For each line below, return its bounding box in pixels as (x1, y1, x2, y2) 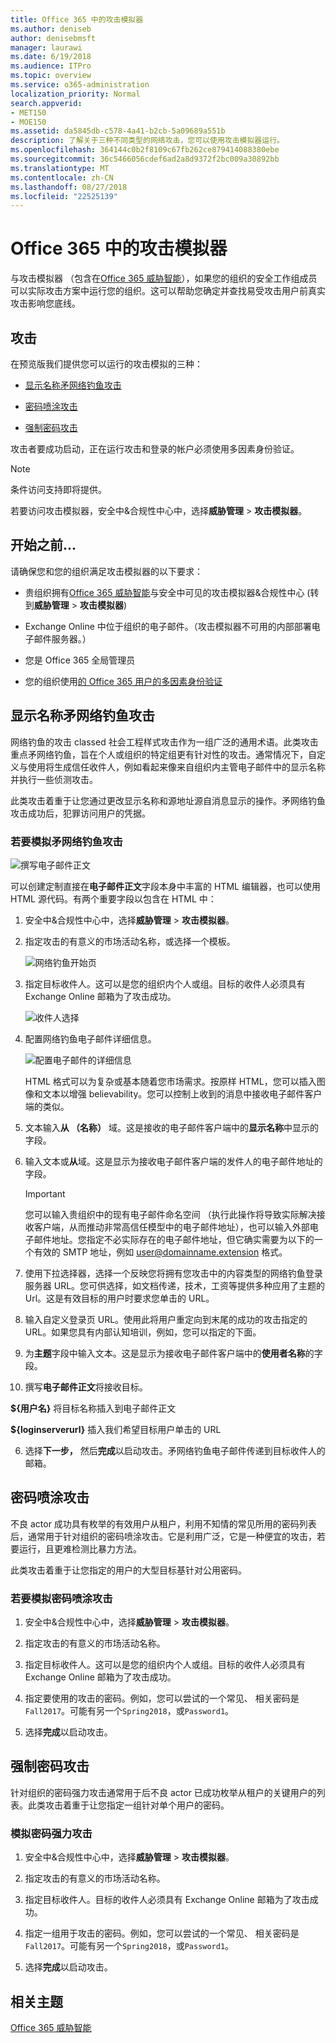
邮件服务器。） (33, 632, 92, 645)
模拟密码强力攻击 (10, 1826, 93, 1840)
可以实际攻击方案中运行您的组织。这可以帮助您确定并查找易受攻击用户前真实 (10, 285, 326, 297)
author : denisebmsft (10, 33, 97, 43)
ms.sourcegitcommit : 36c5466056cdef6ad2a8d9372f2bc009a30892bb (10, 154, 280, 164)
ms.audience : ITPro (10, 61, 92, 71)
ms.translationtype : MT (10, 163, 110, 173)
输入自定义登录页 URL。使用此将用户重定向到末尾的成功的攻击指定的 (24, 1313, 308, 1325)
